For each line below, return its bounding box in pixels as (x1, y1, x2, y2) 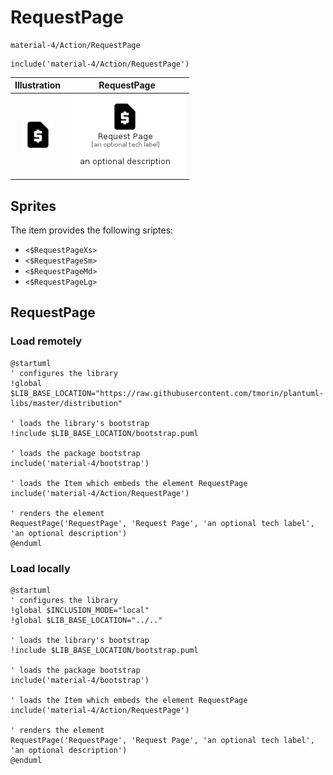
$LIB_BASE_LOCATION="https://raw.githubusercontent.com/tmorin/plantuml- (10, 388, 325, 398)
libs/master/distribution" (10, 398, 123, 408)
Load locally (10, 561, 71, 575)
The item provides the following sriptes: (10, 224, 174, 236)
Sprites (10, 197, 57, 215)
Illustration (14, 79, 62, 91)
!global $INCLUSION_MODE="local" (10, 605, 150, 615)
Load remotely (10, 334, 83, 348)
